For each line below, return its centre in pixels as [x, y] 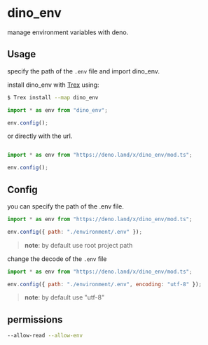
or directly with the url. [40, 136]
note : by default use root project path [78, 245]
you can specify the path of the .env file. [65, 206]
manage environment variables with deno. [68, 32]
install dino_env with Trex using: [53, 85]
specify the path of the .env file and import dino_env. [83, 71]
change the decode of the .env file [57, 259]
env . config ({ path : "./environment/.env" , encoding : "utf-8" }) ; [105, 284]
